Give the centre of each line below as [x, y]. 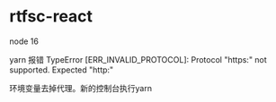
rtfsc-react [51, 17]
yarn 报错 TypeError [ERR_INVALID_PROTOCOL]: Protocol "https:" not [138, 59]
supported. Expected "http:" [62, 70]
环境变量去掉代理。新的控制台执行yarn [81, 88]
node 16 [24, 41]
